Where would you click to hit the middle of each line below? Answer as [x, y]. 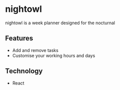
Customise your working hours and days [54, 55]
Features [19, 38]
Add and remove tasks [35, 50]
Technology [24, 71]
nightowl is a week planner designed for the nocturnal [60, 23]
